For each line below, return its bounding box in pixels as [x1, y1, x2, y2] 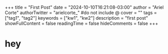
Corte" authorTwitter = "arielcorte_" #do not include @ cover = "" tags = [5, 10, 157, 16]
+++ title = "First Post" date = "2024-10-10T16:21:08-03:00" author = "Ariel [5, 5, 164, 10]
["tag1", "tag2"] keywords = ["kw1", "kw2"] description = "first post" [5, 15, 148, 21]
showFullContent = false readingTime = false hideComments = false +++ [5, 20, 158, 26]
